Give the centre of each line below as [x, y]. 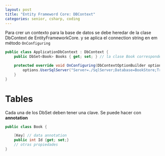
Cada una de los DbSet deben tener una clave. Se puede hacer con [73, 112]
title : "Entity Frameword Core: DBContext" [50, 14]
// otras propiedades [36, 145]
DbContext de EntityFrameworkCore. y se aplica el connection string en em [82, 38]
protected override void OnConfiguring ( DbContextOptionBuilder [80, 66]
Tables [19, 99]
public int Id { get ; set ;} [41, 140]
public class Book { [26, 127]
